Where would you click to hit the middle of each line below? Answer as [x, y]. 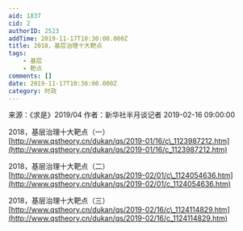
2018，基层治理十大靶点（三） [59, 201]
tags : [17, 53]
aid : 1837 [25, 16]
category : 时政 [33, 91]
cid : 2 [19, 23]
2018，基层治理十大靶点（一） [59, 132]
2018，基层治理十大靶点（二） [59, 166]
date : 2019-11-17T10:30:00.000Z [63, 83]
